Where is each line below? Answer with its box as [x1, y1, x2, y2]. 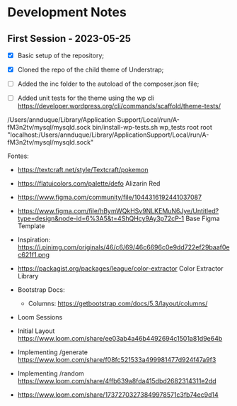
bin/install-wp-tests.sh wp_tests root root [91, 123, 212, 132]
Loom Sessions [17, 313, 63, 322]
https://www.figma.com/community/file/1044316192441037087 [17, 193, 202, 202]
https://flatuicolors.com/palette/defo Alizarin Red [17, 179, 161, 188]
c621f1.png [17, 251, 50, 259]
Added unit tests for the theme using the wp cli [17, 94, 154, 103]
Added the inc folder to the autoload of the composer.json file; [17, 79, 200, 89]
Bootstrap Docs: [17, 286, 65, 294]
